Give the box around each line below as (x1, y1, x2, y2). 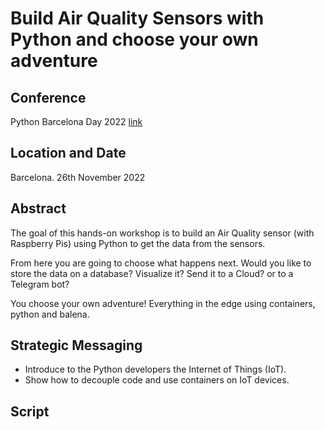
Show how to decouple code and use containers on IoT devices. (24, 374, 290, 386)
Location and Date (10, 145, 127, 162)
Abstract (10, 200, 67, 217)
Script (10, 403, 50, 420)
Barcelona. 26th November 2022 (10, 171, 146, 183)
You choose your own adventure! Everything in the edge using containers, (10, 297, 316, 309)
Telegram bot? (10, 278, 70, 290)
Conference (10, 89, 87, 106)
